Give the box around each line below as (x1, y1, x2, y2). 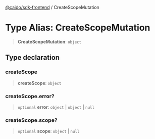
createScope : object (17, 80, 62, 86)
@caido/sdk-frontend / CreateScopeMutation (5, 5, 99, 10)
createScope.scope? (5, 116, 58, 123)
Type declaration (5, 53, 60, 62)
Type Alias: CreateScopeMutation (5, 22, 150, 33)
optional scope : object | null (17, 128, 80, 134)
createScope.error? (5, 92, 55, 100)
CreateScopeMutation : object (17, 38, 82, 44)
